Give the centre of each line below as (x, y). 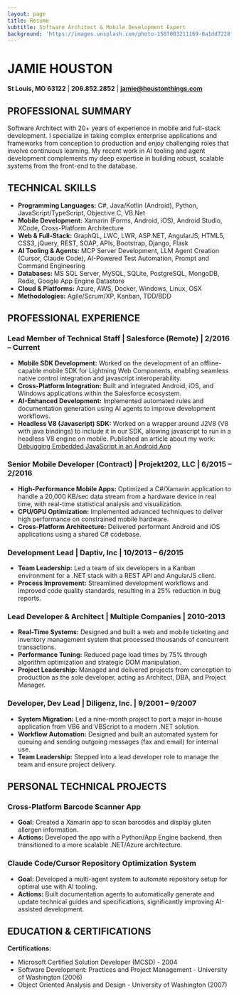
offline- (211, 363)
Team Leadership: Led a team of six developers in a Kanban (106, 568)
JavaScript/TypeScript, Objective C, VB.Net (81, 213)
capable (30, 370)
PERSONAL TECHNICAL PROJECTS (87, 787)
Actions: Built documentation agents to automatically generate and (116, 894)
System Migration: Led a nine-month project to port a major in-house (120, 719)
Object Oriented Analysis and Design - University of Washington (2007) (122, 985)
